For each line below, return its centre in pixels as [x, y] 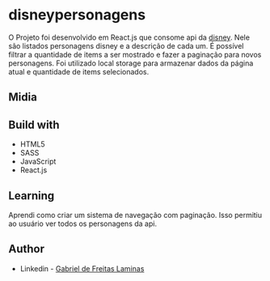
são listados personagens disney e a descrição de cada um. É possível [126, 45]
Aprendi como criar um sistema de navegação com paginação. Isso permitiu [135, 215]
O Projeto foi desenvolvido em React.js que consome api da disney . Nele [129, 37]
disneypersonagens [77, 15]
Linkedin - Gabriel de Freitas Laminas [82, 268]
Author [26, 249]
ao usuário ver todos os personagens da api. [83, 224]
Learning [32, 196]
